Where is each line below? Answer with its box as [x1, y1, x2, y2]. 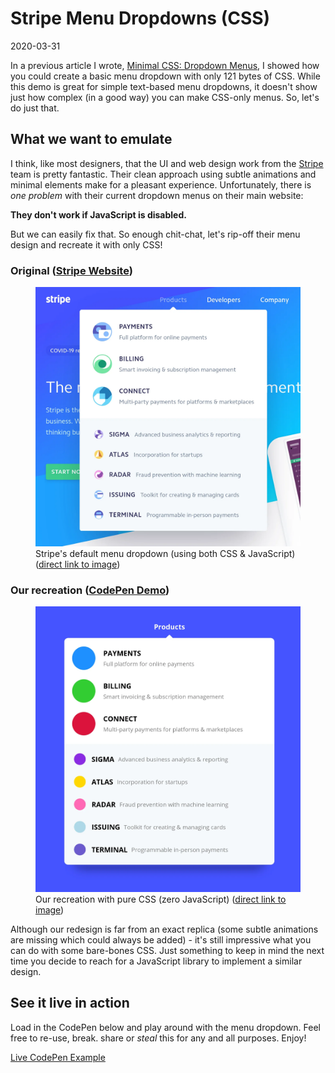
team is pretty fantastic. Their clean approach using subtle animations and [10, 168, 317, 180]
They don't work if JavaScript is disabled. [10, 208, 187, 221]
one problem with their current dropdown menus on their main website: [10, 189, 304, 201]
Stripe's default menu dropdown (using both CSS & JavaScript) [35, 547, 296, 559]
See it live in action [10, 995, 130, 1012]
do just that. [10, 102, 60, 114]
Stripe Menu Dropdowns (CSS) [10, 7, 271, 30]
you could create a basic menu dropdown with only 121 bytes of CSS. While [10, 70, 321, 82]
